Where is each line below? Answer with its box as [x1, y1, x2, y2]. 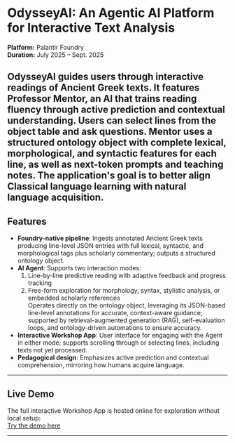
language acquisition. [7, 192, 104, 204]
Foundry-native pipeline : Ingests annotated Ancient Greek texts [17, 234, 203, 243]
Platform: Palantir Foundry [7, 43, 84, 51]
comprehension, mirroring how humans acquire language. [17, 361, 185, 369]
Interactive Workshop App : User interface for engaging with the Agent [17, 331, 222, 340]
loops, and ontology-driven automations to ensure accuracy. [27, 324, 202, 332]
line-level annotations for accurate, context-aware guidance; [27, 309, 203, 317]
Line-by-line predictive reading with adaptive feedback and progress [27, 272, 226, 280]
